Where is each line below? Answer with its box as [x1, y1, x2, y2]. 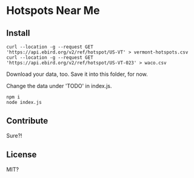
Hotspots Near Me [6, 4, 100, 18]
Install [6, 28, 30, 38]
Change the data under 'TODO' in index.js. [6, 83, 112, 89]
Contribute [6, 116, 48, 126]
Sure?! [6, 132, 22, 139]
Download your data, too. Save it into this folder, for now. [6, 70, 149, 78]
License [6, 149, 37, 160]
